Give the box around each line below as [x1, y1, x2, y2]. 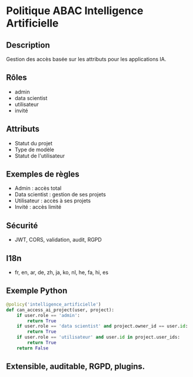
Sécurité [6, 221, 38, 231]
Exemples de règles [6, 169, 79, 179]
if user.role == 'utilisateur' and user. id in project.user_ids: [16, 334, 181, 341]
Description [6, 40, 50, 50]
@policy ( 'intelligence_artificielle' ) [6, 301, 101, 307]
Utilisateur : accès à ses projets [14, 197, 91, 204]
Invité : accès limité [14, 203, 62, 211]
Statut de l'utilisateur [14, 152, 65, 159]
